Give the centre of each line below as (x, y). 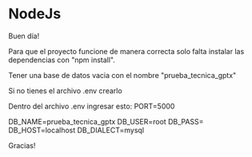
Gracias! (22, 145)
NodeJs (35, 14)
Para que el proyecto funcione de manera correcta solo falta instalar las (126, 51)
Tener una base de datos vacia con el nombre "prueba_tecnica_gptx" (122, 75)
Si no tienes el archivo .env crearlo (65, 90)
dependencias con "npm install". (62, 60)
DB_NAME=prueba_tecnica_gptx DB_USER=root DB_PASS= (106, 121)
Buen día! (24, 36)
